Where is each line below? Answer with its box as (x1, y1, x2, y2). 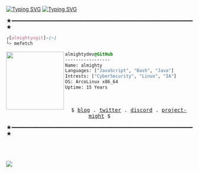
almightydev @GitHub (65, 51, 113, 57)
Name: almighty (65, 62, 102, 68)
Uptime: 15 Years (65, 84, 108, 90)
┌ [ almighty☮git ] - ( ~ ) (6, 35, 57, 41)
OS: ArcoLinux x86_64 (65, 79, 118, 85)
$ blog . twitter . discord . (70, 106, 159, 113)
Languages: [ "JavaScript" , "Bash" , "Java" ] (65, 68, 174, 74)
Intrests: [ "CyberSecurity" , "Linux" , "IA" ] (65, 73, 176, 80)
